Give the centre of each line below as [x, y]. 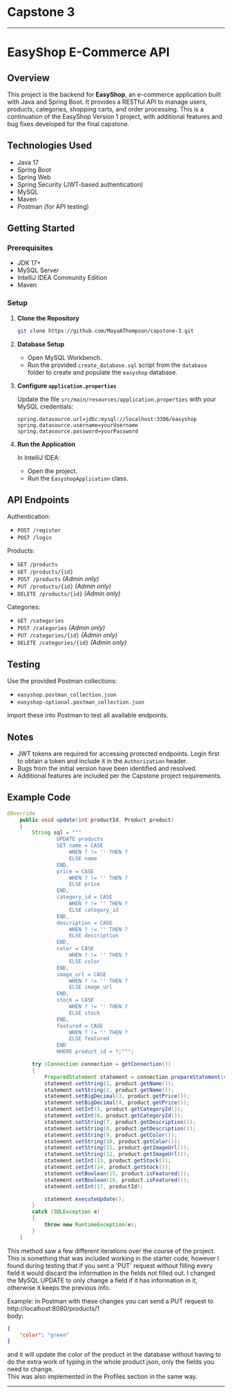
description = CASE [84, 923]
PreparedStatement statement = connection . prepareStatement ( [134, 1077]
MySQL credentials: [45, 406]
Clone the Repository [48, 318]
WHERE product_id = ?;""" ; [95, 1052]
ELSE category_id [94, 910]
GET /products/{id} [45, 572]
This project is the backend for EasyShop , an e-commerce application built [114, 94]
